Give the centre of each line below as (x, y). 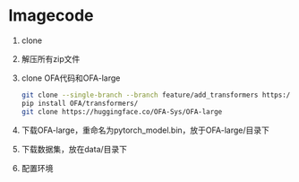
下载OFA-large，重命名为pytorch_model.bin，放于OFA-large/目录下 (145, 130)
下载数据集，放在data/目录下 (74, 149)
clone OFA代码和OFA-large (71, 78)
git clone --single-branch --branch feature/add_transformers (140, 95)
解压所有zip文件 (51, 58)
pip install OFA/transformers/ (80, 103)
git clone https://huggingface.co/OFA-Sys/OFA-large (122, 112)
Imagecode (51, 16)
